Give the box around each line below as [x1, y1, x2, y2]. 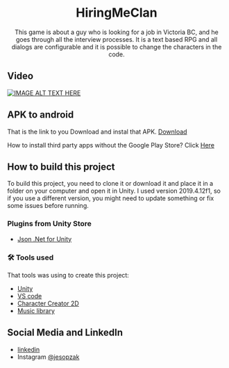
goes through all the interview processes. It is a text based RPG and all [15, 35, 218, 43]
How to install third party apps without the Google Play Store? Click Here [7, 141, 215, 149]
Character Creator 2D [17, 299, 80, 307]
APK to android [7, 109, 74, 121]
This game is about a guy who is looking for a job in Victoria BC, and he [15, 28, 219, 36]
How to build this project [7, 161, 115, 173]
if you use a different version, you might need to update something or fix [7, 194, 214, 202]
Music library [17, 306, 56, 314]
